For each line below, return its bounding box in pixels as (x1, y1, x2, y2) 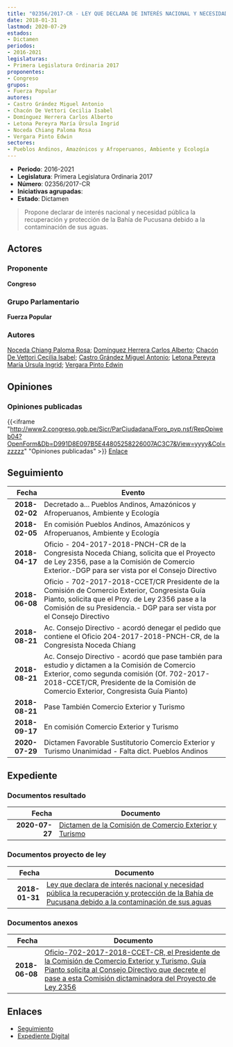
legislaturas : (7, 56, 49, 63)
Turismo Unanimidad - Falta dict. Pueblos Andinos (44, 746, 208, 756)
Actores (7, 243, 43, 254)
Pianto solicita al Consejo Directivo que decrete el (44, 965, 206, 975)
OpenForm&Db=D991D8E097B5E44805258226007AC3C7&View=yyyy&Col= (7, 439, 226, 448)
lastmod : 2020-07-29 (7, 23, 67, 30)
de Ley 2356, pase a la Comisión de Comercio (44, 557, 196, 567)
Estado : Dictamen (17, 195, 69, 202)
